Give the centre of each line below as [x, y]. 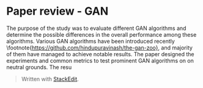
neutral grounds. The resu [39, 67]
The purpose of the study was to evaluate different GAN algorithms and [96, 28]
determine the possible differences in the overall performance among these [102, 34]
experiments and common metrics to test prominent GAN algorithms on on [100, 61]
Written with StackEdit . [50, 79]
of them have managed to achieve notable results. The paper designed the [100, 54]
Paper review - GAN [57, 11]
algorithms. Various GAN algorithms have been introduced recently [91, 41]
